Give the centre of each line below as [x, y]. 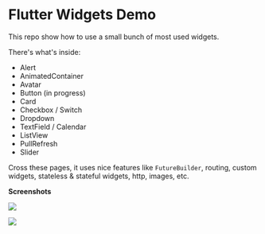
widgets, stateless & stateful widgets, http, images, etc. [99, 176]
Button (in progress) [53, 92]
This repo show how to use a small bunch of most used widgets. [114, 37]
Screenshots [30, 191]
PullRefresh [39, 143]
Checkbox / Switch [51, 110]
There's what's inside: [45, 52]
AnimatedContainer [51, 76]
